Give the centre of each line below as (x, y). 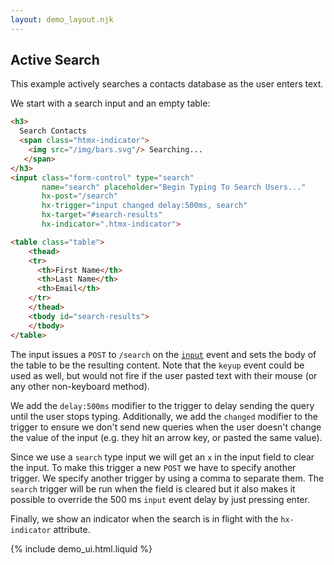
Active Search (55, 60)
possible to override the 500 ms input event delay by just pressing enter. (160, 499)
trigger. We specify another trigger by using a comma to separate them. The (167, 478)
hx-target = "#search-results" (102, 215)
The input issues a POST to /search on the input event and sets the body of (163, 354)
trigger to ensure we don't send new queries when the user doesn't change (166, 427)
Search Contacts (53, 131)
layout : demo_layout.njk (62, 19)
